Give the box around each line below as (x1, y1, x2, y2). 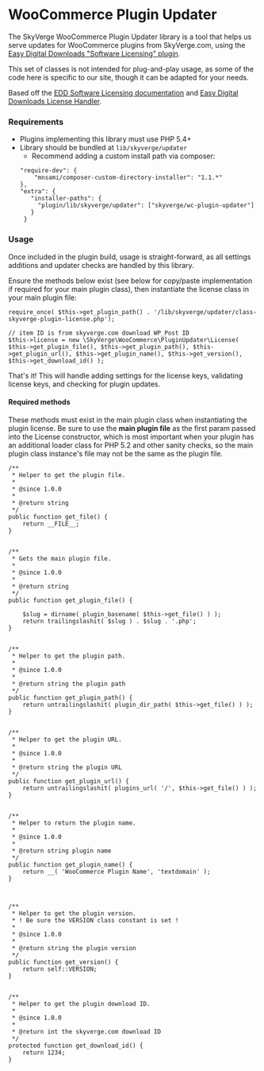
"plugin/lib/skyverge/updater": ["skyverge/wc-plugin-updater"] (37, 201, 255, 210)
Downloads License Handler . (8, 96, 101, 106)
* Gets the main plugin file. (11, 554, 112, 562)
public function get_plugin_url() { (8, 777, 129, 785)
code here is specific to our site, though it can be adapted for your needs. (8, 72, 249, 82)
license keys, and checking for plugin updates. (8, 379, 161, 389)
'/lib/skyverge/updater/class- (153, 308, 258, 316)
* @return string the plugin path (11, 680, 126, 688)
